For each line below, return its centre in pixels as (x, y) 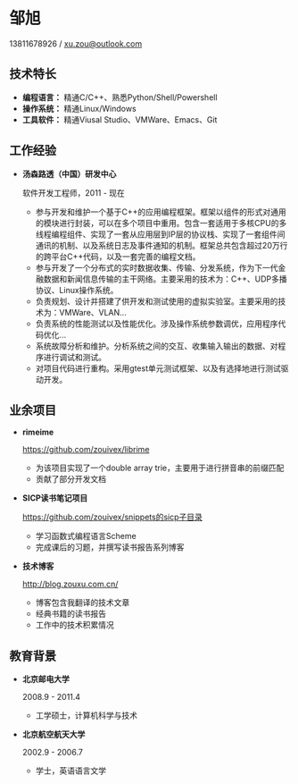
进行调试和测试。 (75, 357)
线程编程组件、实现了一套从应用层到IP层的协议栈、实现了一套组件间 (160, 234)
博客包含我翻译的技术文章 (83, 603)
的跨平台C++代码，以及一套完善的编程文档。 (118, 257)
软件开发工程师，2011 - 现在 (73, 192)
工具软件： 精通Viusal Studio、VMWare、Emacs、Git (120, 119)
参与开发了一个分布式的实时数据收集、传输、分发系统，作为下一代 (157, 267)
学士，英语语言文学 (71, 771)
